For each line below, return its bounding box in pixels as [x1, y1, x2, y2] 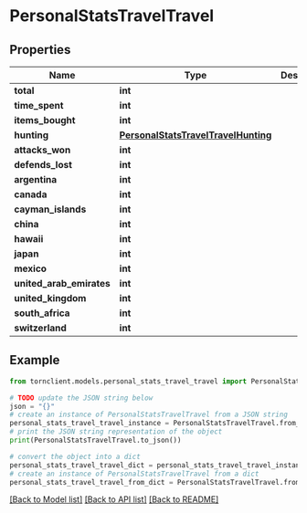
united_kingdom [14, 292, 87, 304]
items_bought [14, 114, 76, 126]
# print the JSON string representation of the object [9, 427, 223, 436]
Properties [9, 42, 71, 58]
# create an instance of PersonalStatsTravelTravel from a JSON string [9, 410, 288, 420]
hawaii [14, 233, 44, 245]
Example [9, 352, 60, 368]
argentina [14, 173, 58, 185]
